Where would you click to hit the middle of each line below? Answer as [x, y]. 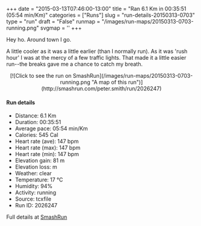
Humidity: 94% [34, 186]
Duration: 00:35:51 [38, 122]
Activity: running [35, 193]
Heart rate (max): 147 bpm [48, 148]
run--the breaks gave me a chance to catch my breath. [75, 64]
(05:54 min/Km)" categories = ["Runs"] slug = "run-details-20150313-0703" [101, 15]
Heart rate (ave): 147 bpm [47, 142]
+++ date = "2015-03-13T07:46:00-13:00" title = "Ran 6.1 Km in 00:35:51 [96, 9]
